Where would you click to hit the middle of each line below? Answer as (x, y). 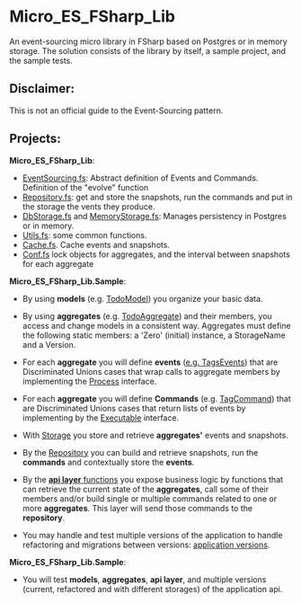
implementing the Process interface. (89, 381)
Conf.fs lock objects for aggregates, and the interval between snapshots (156, 254)
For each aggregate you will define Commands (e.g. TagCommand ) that (157, 398)
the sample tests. (41, 60)
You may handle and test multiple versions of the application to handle (152, 535)
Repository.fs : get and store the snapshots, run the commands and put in (157, 197)
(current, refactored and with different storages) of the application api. (152, 589)
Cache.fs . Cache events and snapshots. (96, 244)
